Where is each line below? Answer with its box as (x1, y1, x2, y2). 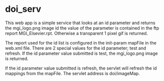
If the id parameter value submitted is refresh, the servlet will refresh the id (5, 65, 157, 71)
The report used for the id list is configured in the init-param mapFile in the (5, 40, 157, 45)
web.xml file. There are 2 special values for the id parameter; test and (5, 45, 146, 51)
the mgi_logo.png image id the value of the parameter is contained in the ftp (5, 25, 159, 31)
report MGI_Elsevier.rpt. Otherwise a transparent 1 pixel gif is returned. (5, 30, 148, 36)
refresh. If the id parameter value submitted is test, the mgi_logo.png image (5, 50, 158, 56)
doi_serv (5, 3, 41, 15)
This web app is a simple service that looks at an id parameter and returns (5, 20, 156, 26)
